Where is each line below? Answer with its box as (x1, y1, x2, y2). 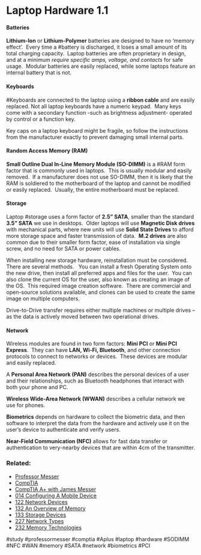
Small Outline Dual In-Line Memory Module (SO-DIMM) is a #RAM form (6, 160, 185, 168)
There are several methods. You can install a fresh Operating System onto (6, 263, 192, 270)
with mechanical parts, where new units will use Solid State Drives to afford (6, 226, 194, 233)
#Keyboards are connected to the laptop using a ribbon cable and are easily (6, 96, 195, 103)
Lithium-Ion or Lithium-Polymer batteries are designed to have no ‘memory (6, 37, 195, 44)
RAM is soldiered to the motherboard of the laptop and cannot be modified (6, 180, 191, 187)
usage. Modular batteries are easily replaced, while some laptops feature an (6, 62, 196, 70)
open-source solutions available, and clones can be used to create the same (6, 289, 196, 296)
